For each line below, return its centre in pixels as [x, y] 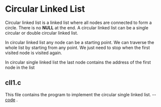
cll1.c [13, 83]
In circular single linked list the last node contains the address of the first [78, 62]
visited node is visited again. [34, 53]
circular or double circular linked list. [42, 33]
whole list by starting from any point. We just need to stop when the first [78, 47]
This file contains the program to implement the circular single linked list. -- [80, 94]
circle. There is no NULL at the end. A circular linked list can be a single [77, 27]
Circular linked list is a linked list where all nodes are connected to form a [79, 22]
